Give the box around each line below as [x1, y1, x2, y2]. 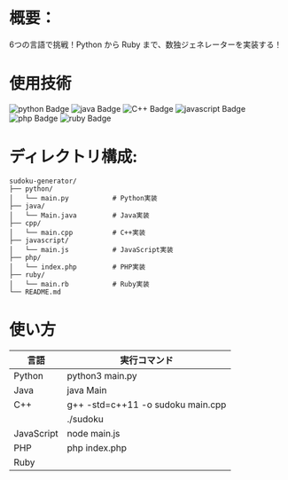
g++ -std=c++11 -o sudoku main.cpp [66, 398, 227, 411]
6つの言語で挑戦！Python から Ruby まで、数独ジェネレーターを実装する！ [9, 39, 282, 50]
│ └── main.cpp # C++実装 [9, 228, 146, 237]
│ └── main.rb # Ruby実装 [9, 279, 150, 288]
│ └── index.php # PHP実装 [9, 263, 146, 271]
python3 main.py [66, 369, 137, 382]
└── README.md [9, 287, 62, 296]
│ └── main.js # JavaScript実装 [9, 245, 174, 254]
